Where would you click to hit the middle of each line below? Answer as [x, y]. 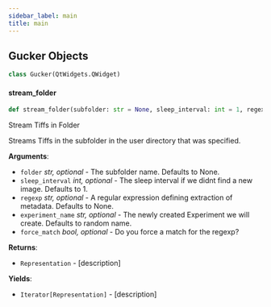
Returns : [23, 247]
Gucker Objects [48, 56]
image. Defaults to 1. [54, 189]
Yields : [20, 279]
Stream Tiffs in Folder [44, 125]
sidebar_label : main [43, 16]
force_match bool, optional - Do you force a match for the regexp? [129, 232]
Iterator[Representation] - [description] [88, 294]
